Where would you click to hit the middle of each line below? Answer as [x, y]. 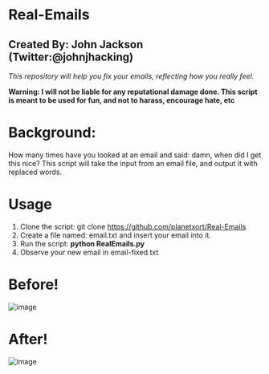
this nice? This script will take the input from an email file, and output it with [133, 163]
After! [28, 339]
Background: [52, 133]
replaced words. [35, 172]
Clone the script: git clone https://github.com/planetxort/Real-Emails [133, 226]
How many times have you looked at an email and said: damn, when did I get [135, 155]
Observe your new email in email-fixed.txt [89, 252]
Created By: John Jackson [76, 45]
